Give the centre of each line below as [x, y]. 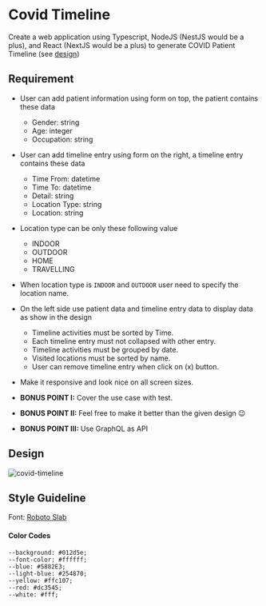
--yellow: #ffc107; [41, 580]
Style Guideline [47, 498]
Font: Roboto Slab [38, 517]
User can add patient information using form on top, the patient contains [139, 98]
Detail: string [53, 195]
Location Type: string [67, 204]
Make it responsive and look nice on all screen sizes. [107, 382]
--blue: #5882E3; [37, 566]
